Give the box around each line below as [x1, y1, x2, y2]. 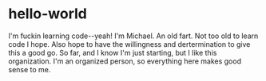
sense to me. [8, 64, 51, 74]
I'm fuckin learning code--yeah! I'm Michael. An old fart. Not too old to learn [8, 31, 259, 40]
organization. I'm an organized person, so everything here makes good [8, 56, 242, 66]
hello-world [8, 5, 88, 23]
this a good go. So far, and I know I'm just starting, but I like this [8, 48, 217, 57]
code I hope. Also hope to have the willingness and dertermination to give [8, 39, 251, 48]
